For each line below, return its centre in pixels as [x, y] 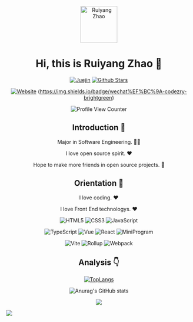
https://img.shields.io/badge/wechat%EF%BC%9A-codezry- [113, 91]
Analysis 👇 [99, 262]
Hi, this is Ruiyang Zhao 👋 [99, 64]
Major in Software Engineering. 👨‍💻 [99, 142]
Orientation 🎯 [99, 183]
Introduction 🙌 [99, 128]
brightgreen [98, 97]
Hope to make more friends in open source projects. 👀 [99, 165]
